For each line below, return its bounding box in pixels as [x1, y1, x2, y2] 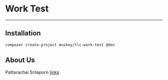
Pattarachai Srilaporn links [5, 69, 59, 75]
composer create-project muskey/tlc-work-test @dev [5, 42, 115, 47]
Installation [5, 29, 41, 37]
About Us [5, 56, 35, 64]
